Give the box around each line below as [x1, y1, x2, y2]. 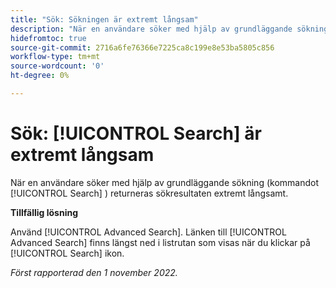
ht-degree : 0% [10, 71, 70, 81]
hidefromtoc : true [10, 33, 87, 43]
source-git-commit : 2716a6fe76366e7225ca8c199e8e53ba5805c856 [10, 42, 275, 53]
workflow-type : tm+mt [10, 52, 101, 62]
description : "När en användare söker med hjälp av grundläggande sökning [10, 24, 329, 34]
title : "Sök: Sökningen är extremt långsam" [10, 14, 199, 25]
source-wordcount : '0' [10, 61, 105, 71]
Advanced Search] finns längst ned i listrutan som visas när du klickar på [10, 236, 311, 248]
